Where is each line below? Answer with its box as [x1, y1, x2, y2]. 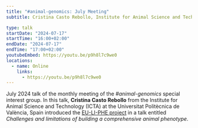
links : [16, 68, 33, 74]
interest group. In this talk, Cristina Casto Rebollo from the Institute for [6, 97, 178, 104]
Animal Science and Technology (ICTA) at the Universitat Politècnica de [6, 103, 180, 110]
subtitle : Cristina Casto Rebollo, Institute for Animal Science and [6, 14, 181, 20]
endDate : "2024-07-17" [6, 41, 62, 47]
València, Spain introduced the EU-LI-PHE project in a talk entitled [6, 109, 167, 116]
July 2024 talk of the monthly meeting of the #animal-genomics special [6, 90, 180, 97]
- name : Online [11, 63, 49, 69]
